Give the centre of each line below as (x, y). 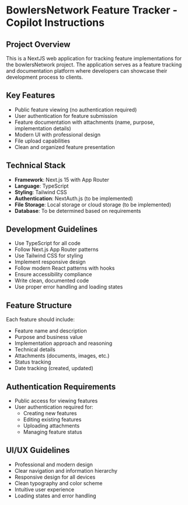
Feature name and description (51, 331)
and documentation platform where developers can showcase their (87, 71)
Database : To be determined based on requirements (78, 211)
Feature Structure (39, 305)
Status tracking (33, 362)
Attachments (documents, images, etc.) (62, 356)
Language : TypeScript (41, 186)
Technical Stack (36, 166)
